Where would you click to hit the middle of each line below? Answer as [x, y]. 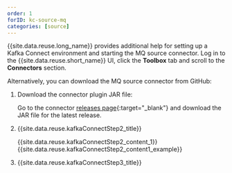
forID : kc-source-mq [37, 20]
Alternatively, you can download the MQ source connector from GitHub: [110, 81]
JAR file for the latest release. [59, 115]
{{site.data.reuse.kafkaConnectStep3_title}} [79, 163]
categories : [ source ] [38, 26]
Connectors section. [37, 68]
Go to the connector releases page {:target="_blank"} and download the [119, 108]
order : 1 [20, 13]
